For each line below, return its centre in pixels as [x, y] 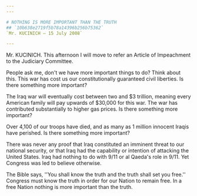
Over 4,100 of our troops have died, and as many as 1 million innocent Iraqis [98, 127]
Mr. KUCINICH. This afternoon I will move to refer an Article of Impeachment [98, 55]
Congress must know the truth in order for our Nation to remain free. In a [94, 181]
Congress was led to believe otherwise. [54, 163]
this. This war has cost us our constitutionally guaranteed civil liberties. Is [95, 79]
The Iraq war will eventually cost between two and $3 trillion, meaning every [98, 97]
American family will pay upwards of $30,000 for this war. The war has [92, 103]
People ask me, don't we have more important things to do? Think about [94, 73]
